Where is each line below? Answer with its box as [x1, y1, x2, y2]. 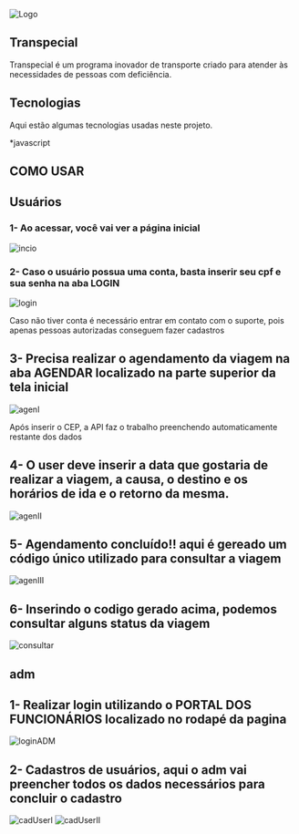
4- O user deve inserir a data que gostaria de [9, 458, 269, 473]
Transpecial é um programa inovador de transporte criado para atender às [9, 59, 289, 70]
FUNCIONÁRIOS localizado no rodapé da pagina [9, 712, 287, 727]
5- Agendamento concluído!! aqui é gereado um [9, 537, 287, 552]
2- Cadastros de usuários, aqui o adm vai [9, 762, 248, 777]
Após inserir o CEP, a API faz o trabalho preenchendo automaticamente [9, 421, 278, 432]
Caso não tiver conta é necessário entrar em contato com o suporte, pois [9, 315, 284, 325]
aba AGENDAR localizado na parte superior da [9, 366, 276, 381]
